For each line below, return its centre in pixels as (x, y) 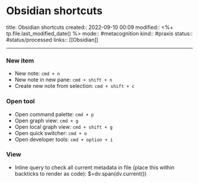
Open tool (21, 102)
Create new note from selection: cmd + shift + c (75, 86)
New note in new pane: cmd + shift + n (63, 80)
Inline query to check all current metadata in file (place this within (94, 167)
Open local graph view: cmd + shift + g (64, 127)
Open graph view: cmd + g (46, 120)
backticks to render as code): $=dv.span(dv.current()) (81, 174)
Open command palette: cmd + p (54, 114)
